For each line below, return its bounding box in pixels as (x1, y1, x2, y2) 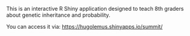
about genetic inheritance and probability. (6, 11, 111, 19)
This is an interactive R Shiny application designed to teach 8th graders (6, 5, 184, 12)
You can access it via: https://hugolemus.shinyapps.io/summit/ (6, 23, 163, 30)
